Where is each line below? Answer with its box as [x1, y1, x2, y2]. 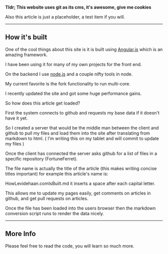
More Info [5, 229, 36, 238]
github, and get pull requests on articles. [5, 195, 88, 201]
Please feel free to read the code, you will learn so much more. [5, 242, 134, 249]
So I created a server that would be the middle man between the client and [5, 124, 159, 130]
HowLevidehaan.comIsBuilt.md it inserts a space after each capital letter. [5, 180, 155, 186]
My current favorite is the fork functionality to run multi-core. [5, 80, 131, 86]
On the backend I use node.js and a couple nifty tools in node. [5, 71, 133, 77]
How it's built [5, 33, 47, 41]
